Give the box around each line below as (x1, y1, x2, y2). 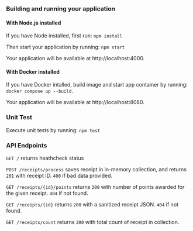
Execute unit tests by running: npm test (6, 126, 101, 133)
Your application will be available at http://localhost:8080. (6, 99, 144, 106)
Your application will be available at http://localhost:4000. (6, 55, 145, 62)
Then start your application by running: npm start (6, 43, 125, 51)
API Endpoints (6, 141, 47, 149)
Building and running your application (6, 5, 116, 13)
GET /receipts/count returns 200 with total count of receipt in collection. (6, 218, 180, 225)
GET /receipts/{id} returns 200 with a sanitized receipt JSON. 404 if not (6, 201, 179, 208)
